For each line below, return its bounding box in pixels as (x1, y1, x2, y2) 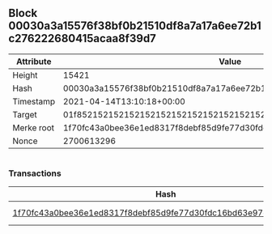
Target (12, 108, 38, 120)
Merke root (12, 121, 55, 133)
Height (12, 69, 38, 80)
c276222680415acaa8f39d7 (8, 32, 156, 45)
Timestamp (12, 96, 56, 107)
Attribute (15, 56, 52, 67)
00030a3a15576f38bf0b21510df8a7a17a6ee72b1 (8, 19, 261, 33)
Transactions (8, 168, 62, 179)
